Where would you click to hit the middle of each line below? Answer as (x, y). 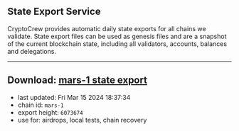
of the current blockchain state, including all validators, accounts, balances (117, 44)
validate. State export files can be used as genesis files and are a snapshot (117, 36)
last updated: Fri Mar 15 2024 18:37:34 (74, 97)
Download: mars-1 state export (78, 80)
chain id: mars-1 (41, 105)
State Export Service (54, 12)
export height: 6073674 (50, 112)
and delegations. (32, 51)
